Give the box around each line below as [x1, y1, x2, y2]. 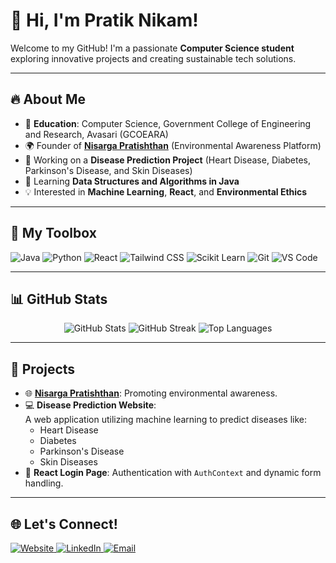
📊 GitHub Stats [10, 290, 108, 308]
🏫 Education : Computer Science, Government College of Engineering [24, 117, 312, 129]
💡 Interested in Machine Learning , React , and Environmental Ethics [24, 185, 308, 198]
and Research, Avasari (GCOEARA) [24, 128, 169, 140]
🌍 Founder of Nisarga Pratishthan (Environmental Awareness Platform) [24, 139, 322, 151]
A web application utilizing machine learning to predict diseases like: [24, 414, 307, 426]
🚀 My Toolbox [10, 225, 97, 242]
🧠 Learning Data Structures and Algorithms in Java [24, 175, 240, 187]
